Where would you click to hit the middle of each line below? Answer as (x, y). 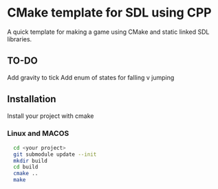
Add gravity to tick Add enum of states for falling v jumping (91, 77)
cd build (26, 167)
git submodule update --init (55, 154)
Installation (32, 99)
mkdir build (31, 161)
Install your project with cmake (51, 116)
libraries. (20, 39)
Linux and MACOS (38, 134)
